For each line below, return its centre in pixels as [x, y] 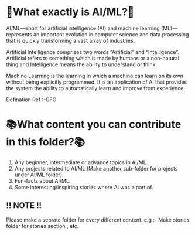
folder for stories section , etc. [42, 226]
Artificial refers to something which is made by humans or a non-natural [93, 58]
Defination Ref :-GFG [31, 100]
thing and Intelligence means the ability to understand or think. [81, 64]
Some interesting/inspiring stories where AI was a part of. [84, 187]
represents [19, 34]
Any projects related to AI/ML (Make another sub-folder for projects [96, 168]
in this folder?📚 [46, 142]
